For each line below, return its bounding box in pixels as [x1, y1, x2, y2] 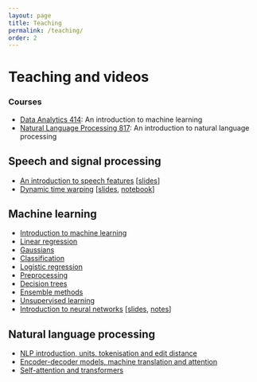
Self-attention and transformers [19, 365, 124, 375]
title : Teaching [8, 19, 62, 27]
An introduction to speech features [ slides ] [19, 176, 161, 185]
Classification [19, 254, 65, 263]
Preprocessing [19, 271, 68, 280]
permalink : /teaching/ [8, 26, 84, 34]
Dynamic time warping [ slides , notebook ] [19, 184, 155, 193]
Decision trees [19, 279, 68, 289]
